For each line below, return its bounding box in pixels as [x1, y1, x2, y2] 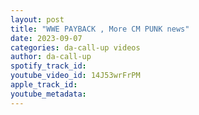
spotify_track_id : [10, 61, 87, 71]
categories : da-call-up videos [10, 42, 141, 53]
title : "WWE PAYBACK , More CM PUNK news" [10, 24, 190, 34]
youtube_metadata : [10, 89, 87, 99]
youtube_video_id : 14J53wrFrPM [10, 71, 141, 81]
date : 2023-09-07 [10, 33, 83, 43]
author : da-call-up [10, 52, 92, 62]
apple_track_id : [10, 80, 78, 90]
